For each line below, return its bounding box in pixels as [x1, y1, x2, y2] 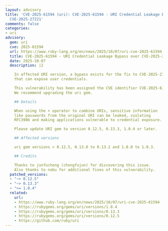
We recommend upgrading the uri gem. [14, 90, 93, 95]
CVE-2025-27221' [9, 16, 43, 21]
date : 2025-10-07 [9, 58, 46, 63]
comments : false [5, 21, 39, 26]
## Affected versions [14, 136, 59, 141]
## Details [14, 99, 37, 104]
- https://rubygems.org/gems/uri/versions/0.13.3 [14, 209, 120, 214]
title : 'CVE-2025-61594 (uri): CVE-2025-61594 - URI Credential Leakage [5, 12, 160, 17]
